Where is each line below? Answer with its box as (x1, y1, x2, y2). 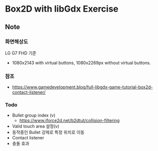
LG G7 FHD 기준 (5, 50, 36, 56)
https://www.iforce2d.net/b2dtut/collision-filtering (19, 117, 120, 123)
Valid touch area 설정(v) (12, 123, 60, 129)
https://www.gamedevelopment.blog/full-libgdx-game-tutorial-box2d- (12, 84, 153, 90)
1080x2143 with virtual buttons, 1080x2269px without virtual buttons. (12, 60, 151, 66)
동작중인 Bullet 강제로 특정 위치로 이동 (12, 130, 85, 135)
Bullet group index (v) (12, 113, 56, 118)
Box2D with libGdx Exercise (5, 3, 119, 15)
